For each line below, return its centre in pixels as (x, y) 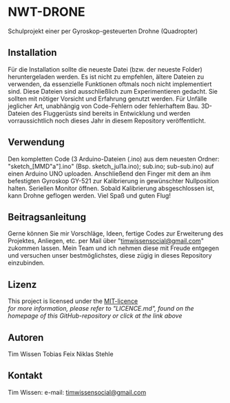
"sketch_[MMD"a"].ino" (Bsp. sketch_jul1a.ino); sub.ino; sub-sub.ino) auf (111, 166)
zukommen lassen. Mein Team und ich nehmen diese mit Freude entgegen (114, 248)
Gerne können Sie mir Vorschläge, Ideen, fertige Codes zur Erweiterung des (116, 234)
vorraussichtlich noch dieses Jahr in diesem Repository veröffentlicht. (107, 121)
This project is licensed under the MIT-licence (73, 301)
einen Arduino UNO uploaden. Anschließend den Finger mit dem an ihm (109, 174)
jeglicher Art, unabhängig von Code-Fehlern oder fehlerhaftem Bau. (104, 106)
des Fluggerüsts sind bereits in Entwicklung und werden (111, 113)
